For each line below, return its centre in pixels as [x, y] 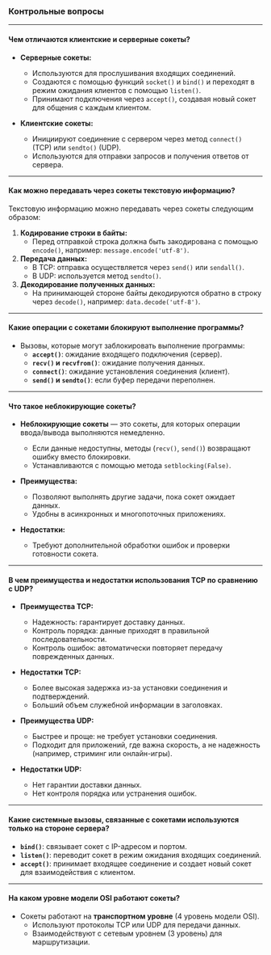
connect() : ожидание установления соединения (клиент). [131, 371]
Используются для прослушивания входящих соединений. [134, 73]
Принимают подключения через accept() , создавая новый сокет [144, 99]
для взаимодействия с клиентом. [77, 872]
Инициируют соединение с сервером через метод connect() [137, 138]
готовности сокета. [65, 554]
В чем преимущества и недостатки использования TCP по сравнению [133, 580]
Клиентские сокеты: [56, 123]
